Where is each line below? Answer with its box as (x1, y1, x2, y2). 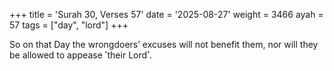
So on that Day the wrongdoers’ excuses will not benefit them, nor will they (9, 39, 319, 50)
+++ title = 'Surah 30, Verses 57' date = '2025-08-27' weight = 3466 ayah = (9, 9, 324, 20)
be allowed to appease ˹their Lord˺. (9, 49, 152, 61)
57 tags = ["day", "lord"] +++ (9, 19, 129, 31)
